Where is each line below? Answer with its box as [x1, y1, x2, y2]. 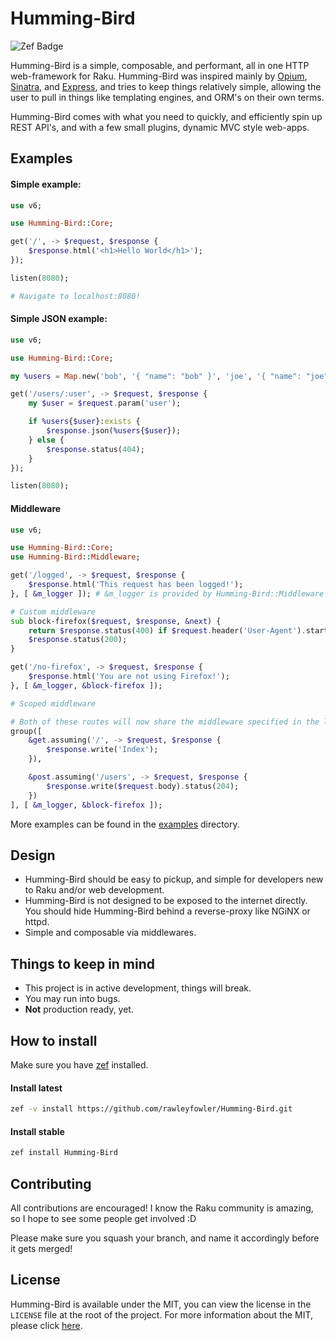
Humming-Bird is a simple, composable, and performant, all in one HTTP [10, 59, 310, 71]
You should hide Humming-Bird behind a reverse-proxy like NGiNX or [24, 905, 311, 917]
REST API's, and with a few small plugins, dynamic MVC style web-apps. [10, 121, 310, 133]
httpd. [24, 916, 50, 928]
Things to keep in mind [10, 955, 156, 972]
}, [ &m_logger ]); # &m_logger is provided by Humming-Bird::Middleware [10, 588, 325, 599]
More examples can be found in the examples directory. [10, 818, 240, 830]
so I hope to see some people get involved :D [10, 1212, 197, 1224]
